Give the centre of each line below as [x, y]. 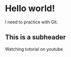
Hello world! [30, 9]
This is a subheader [35, 37]
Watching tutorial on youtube [34, 49]
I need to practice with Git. [32, 22]
